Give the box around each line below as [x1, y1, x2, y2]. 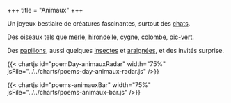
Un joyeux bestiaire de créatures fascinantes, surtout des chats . [7, 19, 191, 27]
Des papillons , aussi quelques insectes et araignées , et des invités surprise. [7, 47, 225, 54]
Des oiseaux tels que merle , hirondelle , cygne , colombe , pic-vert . [7, 33, 195, 41]
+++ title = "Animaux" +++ [7, 6, 83, 14]
